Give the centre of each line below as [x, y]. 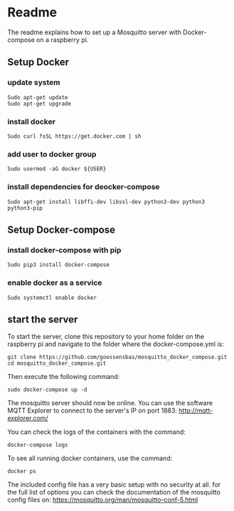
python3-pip [25, 208]
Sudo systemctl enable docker [52, 298]
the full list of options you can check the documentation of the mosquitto [114, 492]
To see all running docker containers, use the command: [90, 458]
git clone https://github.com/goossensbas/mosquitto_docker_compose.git [117, 358]
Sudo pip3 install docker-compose [59, 265]
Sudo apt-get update [38, 97]
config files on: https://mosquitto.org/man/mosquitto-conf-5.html [103, 500]
